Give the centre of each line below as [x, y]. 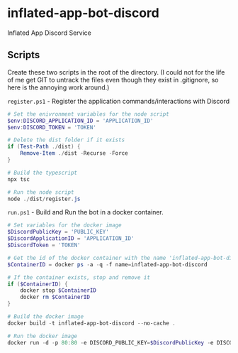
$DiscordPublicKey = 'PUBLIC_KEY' [58, 232]
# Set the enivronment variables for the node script [89, 114]
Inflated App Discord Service [50, 33]
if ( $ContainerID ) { [38, 284]
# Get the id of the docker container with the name [87, 258]
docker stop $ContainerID [58, 290]
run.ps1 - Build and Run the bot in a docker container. [86, 212]
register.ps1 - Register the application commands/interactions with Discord [119, 101]
